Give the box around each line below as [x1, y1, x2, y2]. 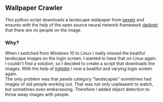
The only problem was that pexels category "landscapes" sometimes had [5, 76, 152, 82]
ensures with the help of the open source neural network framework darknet [5, 22, 158, 28]
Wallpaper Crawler [5, 4, 63, 12]
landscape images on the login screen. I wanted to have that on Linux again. [5, 55, 157, 61]
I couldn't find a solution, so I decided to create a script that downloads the [5, 61, 155, 67]
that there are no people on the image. [5, 27, 82, 33]
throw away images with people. [5, 92, 70, 98]
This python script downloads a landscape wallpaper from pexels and [5, 17, 145, 22]
